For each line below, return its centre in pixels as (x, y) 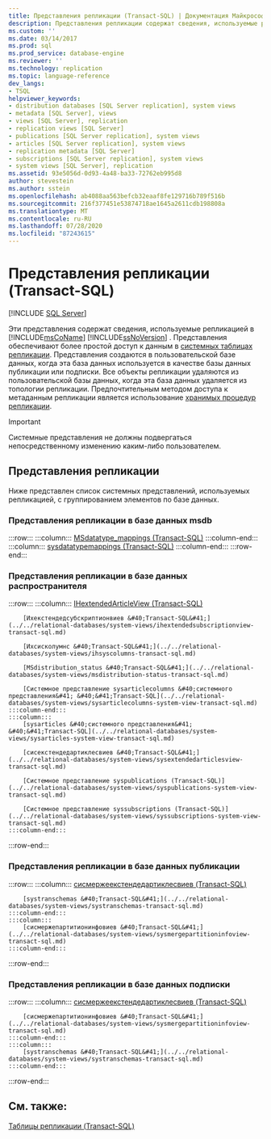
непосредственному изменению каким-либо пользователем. (115, 446)
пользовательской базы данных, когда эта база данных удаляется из (128, 380)
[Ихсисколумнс (46, 647)
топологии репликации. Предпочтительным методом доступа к (118, 389)
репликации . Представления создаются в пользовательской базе (122, 354)
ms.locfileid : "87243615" (52, 234)
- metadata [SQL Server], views (63, 114)
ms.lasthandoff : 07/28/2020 (56, 226)
